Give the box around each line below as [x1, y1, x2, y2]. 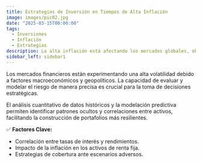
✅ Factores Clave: [6, 125, 52, 133]
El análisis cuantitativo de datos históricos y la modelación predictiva [6, 101, 177, 109]
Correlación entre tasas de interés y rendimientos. [14, 137, 139, 145]
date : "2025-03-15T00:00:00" [6, 20, 79, 26]
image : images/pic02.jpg [6, 14, 69, 20]
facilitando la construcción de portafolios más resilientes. [6, 114, 148, 121]
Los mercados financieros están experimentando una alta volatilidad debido [6, 70, 194, 77]
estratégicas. [6, 89, 39, 96]
